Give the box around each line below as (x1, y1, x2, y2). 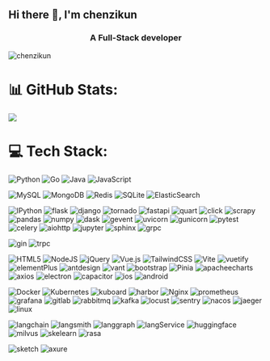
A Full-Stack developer (90, 32, 182, 44)
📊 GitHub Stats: (8, 80, 119, 99)
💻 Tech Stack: (8, 142, 108, 160)
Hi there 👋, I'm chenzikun (8, 8, 137, 22)
